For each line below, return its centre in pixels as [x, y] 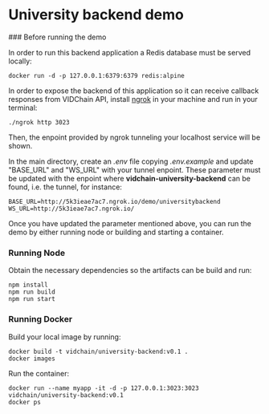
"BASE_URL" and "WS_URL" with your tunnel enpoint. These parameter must [134, 169]
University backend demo [96, 15]
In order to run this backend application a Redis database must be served [130, 52]
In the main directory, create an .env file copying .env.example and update [131, 161]
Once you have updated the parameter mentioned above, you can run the [130, 223]
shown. [20, 145]
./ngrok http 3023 [39, 122]
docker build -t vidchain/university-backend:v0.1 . [98, 351]
